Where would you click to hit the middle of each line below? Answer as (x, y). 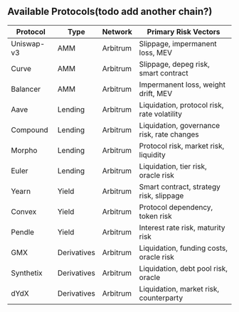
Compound (30, 129)
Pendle (22, 232)
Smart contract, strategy (180, 186)
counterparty (161, 298)
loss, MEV (156, 53)
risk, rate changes (169, 134)
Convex (24, 211)
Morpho (24, 150)
